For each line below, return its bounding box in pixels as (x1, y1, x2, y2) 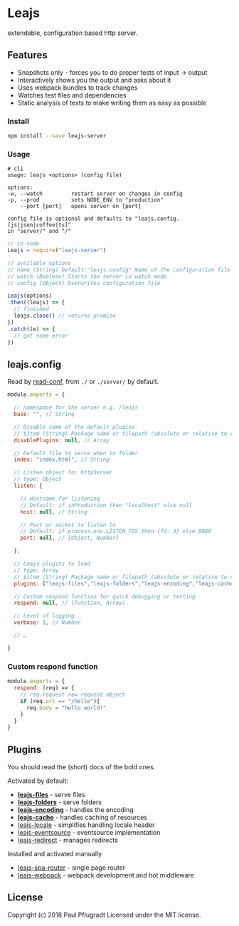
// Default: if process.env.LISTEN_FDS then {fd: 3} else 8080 (20, 528, 212, 535)
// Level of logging (14, 613, 75, 620)
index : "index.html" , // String (14, 456, 110, 464)
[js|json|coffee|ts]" (7, 222, 72, 229)
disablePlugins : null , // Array (14, 437, 110, 444)
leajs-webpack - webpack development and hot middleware (17, 870, 194, 879)
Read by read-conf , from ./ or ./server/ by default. (7, 378, 159, 386)
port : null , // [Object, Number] (20, 534, 119, 542)
